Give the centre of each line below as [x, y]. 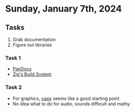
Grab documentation [34, 39]
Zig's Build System [32, 74]
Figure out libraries [32, 45]
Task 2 [14, 87]
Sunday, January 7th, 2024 [64, 9]
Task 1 [13, 58]
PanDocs [22, 69]
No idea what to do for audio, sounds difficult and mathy [71, 103]
